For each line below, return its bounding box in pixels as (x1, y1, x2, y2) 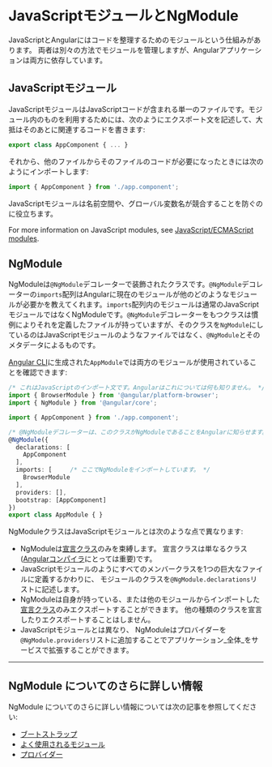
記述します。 (41, 585, 84, 594)
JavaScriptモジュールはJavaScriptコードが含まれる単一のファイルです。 (8, 104, 249, 114)
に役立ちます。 (8, 208, 58, 218)
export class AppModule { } (8, 511, 104, 519)
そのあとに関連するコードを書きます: (22, 124, 146, 134)
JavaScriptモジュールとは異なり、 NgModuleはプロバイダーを (19, 625, 227, 635)
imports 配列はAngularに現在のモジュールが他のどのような (36, 289, 230, 299)
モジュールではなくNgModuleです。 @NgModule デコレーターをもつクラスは (8, 310, 252, 319)
